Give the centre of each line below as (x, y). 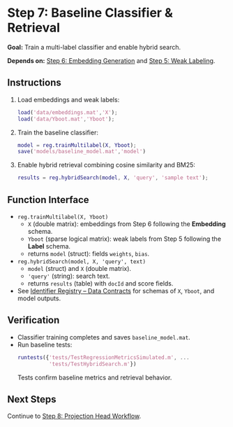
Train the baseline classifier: (58, 132)
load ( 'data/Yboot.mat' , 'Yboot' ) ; (66, 119)
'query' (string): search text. (69, 276)
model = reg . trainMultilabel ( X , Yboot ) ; (77, 145)
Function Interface (48, 200)
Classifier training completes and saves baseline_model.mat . (104, 337)
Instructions (34, 83)
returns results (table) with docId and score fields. (100, 283)
